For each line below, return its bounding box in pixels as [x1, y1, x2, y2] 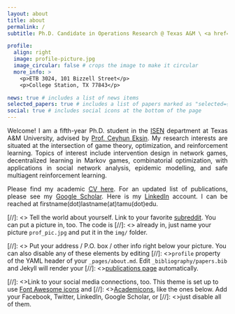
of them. [7, 300, 31, 308]
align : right [13, 49, 52, 56]
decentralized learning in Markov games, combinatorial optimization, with [7, 156, 228, 165]
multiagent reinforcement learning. [7, 171, 107, 179]
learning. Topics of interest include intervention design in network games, [7, 149, 228, 157]
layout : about [7, 10, 49, 18]
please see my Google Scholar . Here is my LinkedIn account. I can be [7, 192, 228, 200]
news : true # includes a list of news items [7, 94, 139, 102]
